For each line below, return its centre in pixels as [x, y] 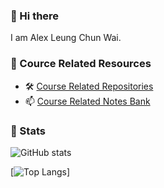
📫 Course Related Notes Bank [87, 101]
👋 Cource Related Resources [81, 64]
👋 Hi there [35, 16]
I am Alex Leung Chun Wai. [66, 38]
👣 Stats [28, 131]
